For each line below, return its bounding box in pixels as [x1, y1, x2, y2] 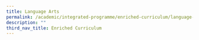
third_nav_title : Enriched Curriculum [6, 25, 102, 31]
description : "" [6, 19, 46, 25]
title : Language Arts [6, 8, 60, 15]
